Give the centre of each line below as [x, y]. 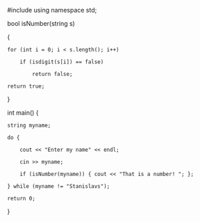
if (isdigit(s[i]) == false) [62, 62]
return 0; [22, 198]
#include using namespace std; [52, 10]
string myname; [29, 125]
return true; [26, 86]
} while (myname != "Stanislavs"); [59, 187]
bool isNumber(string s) [41, 23]
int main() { [23, 113]
